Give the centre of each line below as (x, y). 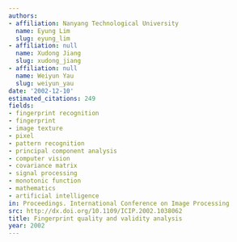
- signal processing (43, 173)
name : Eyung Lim (43, 31)
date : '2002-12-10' (41, 91)
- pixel (21, 136)
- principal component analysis (63, 151)
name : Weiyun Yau (45, 76)
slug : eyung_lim (43, 38)
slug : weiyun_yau (45, 83)
